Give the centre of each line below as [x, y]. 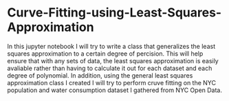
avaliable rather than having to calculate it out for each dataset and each [110, 68]
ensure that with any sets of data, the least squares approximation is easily [113, 60]
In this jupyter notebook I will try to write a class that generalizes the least [111, 46]
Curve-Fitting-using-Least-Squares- [115, 13]
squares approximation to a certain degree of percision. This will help [105, 54]
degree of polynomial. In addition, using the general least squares [100, 75]
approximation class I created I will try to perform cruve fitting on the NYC [112, 82]
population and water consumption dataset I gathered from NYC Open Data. [115, 90]
